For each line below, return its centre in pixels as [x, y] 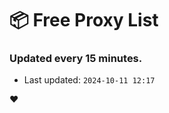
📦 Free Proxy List [84, 20]
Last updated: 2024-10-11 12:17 [89, 80]
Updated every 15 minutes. [76, 59]
